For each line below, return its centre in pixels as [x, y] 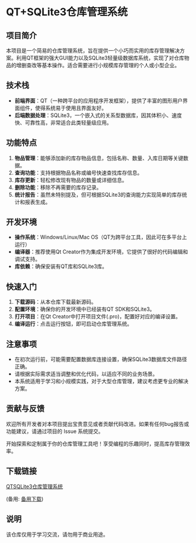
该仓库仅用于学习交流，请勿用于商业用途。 [57, 534]
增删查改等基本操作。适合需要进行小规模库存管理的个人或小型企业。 [98, 65]
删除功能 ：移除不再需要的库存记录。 [58, 187]
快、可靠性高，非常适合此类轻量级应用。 [63, 122]
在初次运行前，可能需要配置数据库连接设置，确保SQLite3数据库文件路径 [101, 359]
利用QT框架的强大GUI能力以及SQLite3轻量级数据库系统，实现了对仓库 [100, 58]
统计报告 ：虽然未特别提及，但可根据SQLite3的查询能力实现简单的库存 [98, 194]
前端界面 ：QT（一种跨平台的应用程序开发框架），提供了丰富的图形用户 [99, 101]
